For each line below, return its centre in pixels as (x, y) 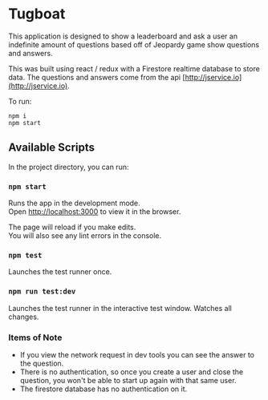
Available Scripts (51, 148)
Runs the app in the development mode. (74, 203)
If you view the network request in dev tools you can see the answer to (137, 354)
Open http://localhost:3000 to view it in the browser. (95, 212)
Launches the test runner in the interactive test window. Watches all (120, 308)
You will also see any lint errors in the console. (85, 236)
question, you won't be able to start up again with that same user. (128, 380)
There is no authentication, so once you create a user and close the (131, 372)
